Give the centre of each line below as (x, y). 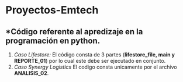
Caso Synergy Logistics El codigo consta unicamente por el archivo (95, 67)
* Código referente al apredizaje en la (74, 32)
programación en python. (53, 40)
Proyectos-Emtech (52, 10)
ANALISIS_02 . (31, 73)
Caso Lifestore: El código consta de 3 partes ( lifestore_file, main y (94, 55)
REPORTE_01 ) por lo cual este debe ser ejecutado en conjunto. (90, 61)
